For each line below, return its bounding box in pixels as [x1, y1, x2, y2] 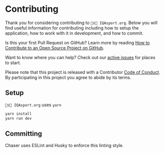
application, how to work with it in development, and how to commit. [5, 30, 144, 36]
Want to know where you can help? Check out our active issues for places [5, 54, 156, 60]
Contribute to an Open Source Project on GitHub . [5, 45, 104, 51]
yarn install [5, 111, 32, 116]
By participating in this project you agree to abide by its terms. [5, 74, 132, 80]
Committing [5, 129, 42, 138]
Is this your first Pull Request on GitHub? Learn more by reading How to [5, 39, 150, 45]
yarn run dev [5, 116, 32, 121]
